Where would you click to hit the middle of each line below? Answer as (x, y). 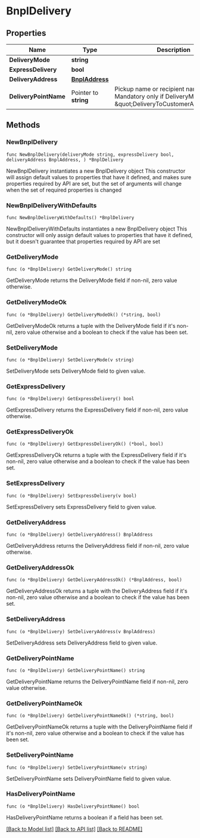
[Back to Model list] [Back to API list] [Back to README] (74, 829)
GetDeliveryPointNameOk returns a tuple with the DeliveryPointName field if (99, 727)
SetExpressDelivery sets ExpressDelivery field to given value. (81, 507)
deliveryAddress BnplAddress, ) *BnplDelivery (65, 159)
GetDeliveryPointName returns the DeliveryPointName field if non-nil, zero (97, 682)
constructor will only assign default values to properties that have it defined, (99, 235)
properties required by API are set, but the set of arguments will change (94, 183)
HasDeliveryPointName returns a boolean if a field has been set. (85, 817)
